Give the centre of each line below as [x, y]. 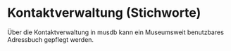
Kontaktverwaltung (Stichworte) [104, 13]
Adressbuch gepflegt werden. [50, 39]
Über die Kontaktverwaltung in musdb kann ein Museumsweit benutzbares [115, 32]
